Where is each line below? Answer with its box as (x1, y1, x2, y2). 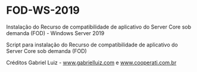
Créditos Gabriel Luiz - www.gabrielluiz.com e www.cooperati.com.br (6, 59, 177, 66)
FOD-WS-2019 (6, 4, 80, 17)
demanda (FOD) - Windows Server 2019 (6, 29, 105, 36)
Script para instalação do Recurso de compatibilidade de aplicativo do (6, 41, 179, 48)
